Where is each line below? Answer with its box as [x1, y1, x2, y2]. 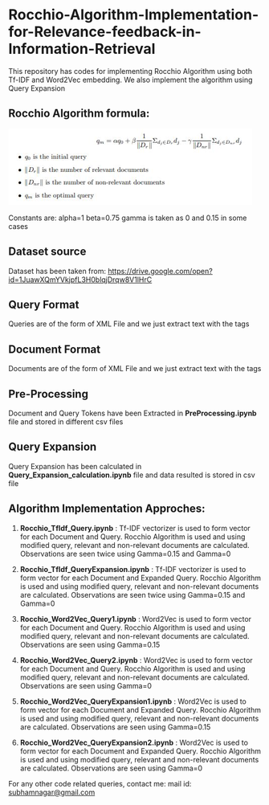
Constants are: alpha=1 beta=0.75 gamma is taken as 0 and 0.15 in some [8, 213, 247, 223]
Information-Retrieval [8, 40, 156, 58]
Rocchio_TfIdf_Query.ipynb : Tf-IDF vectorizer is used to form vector [19, 523, 251, 533]
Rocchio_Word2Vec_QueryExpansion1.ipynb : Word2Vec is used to [19, 697, 247, 706]
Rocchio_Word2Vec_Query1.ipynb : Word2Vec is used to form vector [19, 614, 251, 623]
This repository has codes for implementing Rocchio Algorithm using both [8, 66, 253, 76]
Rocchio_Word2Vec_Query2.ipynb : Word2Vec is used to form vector [19, 655, 253, 664]
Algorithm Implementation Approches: [8, 502, 206, 516]
